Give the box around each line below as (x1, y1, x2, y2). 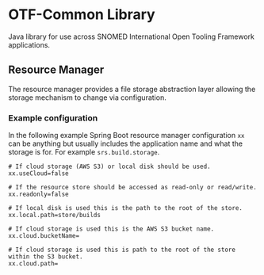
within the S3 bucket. (8, 253, 83, 261)
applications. (8, 40, 50, 49)
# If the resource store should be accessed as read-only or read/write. (8, 184, 258, 192)
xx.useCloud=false (8, 170, 69, 178)
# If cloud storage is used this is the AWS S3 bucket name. (8, 225, 215, 233)
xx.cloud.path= (8, 260, 59, 268)
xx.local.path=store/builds (8, 212, 101, 220)
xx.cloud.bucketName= (8, 232, 80, 240)
